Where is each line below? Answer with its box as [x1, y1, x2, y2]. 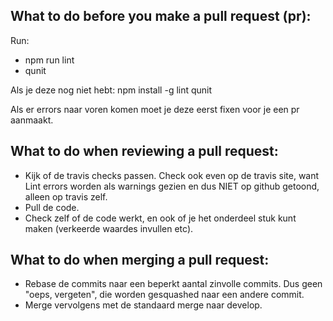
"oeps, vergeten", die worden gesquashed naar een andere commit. [24, 289, 305, 301]
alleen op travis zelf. [24, 190, 108, 203]
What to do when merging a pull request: [10, 252, 270, 269]
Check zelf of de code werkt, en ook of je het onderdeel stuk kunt [24, 212, 297, 224]
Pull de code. [24, 201, 80, 213]
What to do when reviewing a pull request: [10, 143, 279, 160]
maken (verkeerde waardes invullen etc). [24, 222, 194, 234]
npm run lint [24, 54, 75, 66]
